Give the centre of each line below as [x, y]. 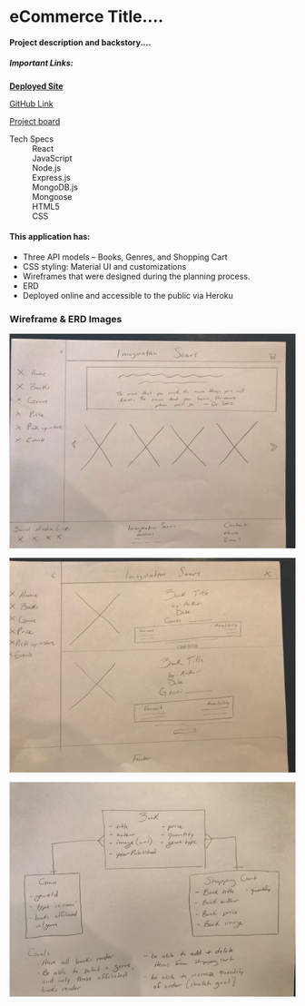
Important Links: [42, 63]
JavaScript [52, 158]
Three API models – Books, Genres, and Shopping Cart [125, 257]
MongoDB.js [55, 187]
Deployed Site [36, 86]
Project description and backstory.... [80, 42]
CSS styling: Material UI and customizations [104, 266]
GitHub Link [31, 104]
